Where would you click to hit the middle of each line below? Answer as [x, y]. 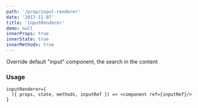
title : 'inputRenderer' [36, 23]
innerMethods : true [30, 45]
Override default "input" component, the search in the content [82, 61]
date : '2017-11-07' [30, 17]
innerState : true [28, 39]
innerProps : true [28, 34]
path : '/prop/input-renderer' [44, 12]
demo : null [20, 28]
